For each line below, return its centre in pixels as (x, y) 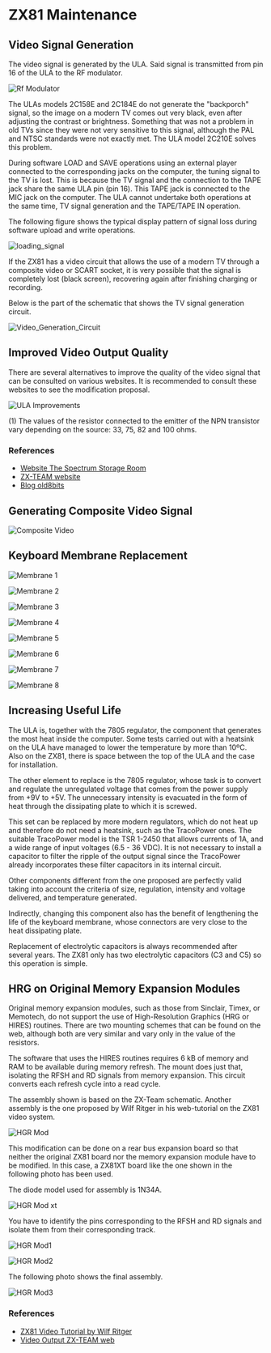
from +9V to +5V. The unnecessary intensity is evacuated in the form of (128, 797)
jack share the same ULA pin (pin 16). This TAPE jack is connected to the (129, 189)
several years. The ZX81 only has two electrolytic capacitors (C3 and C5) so (135, 955)
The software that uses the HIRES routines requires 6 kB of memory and (129, 1058)
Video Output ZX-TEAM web (67, 1340)
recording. (25, 287)
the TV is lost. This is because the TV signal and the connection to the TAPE (135, 180)
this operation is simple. (48, 963)
